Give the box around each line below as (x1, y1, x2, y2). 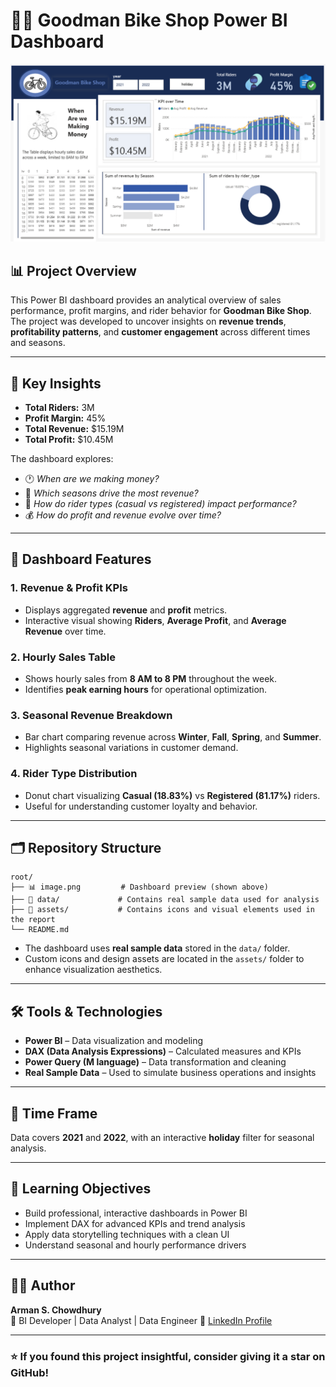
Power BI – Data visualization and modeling (24, 1035, 204, 1047)
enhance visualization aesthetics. (24, 964, 163, 976)
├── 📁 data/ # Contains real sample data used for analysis (10, 895, 320, 905)
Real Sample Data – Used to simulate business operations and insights (24, 1067, 317, 1079)
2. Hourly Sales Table (10, 650, 116, 664)
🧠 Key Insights (10, 375, 102, 392)
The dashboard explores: (10, 453, 114, 465)
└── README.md (10, 925, 70, 935)
